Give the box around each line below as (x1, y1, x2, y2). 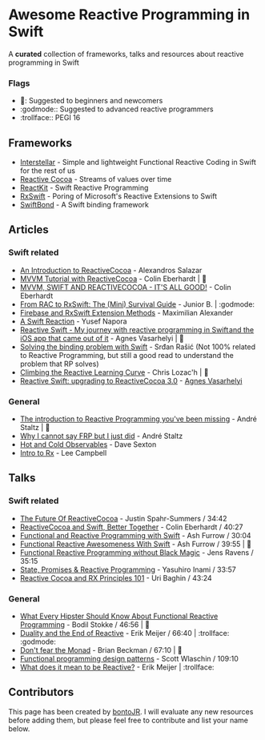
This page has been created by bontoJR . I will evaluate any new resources (8, 706, 254, 716)
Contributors (8, 686, 74, 699)
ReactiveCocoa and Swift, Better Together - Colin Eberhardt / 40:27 (19, 522, 243, 532)
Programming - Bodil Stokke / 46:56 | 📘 (19, 620, 151, 629)
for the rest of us (19, 166, 76, 175)
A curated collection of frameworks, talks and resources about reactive (8, 49, 244, 58)
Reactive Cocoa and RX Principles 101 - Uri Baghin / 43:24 (19, 573, 212, 582)
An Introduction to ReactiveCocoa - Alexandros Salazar (19, 265, 203, 275)
